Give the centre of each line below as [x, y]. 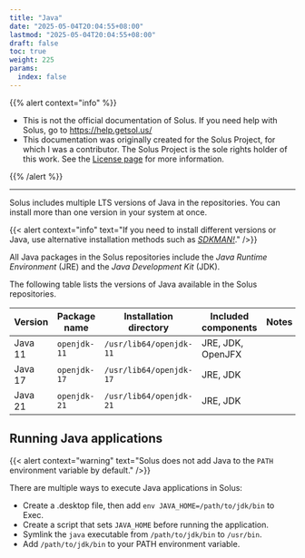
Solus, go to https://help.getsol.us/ [87, 130]
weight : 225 [32, 60]
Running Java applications [86, 439]
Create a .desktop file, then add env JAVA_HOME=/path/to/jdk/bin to [148, 505]
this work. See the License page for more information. [123, 159]
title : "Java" [36, 18]
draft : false [34, 43]
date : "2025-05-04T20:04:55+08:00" [77, 26]
